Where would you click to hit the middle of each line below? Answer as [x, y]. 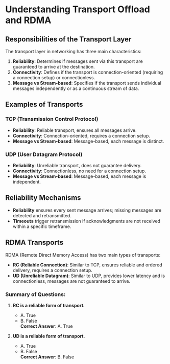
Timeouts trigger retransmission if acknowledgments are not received [87, 221]
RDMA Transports [34, 243]
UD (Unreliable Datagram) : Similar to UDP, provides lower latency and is [89, 276]
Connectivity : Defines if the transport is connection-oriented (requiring [88, 72]
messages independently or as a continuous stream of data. [76, 88]
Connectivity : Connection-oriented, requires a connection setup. [81, 135]
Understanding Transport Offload [78, 9]
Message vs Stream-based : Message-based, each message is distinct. [88, 141]
